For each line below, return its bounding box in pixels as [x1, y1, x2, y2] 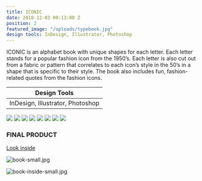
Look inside [6, 144, 35, 152]
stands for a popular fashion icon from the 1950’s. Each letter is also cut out [6, 55, 197, 62]
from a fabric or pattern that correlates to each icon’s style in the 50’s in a [6, 62, 191, 69]
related [6, 74, 24, 82]
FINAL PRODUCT [6, 130, 57, 139]
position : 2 [6, 20, 37, 26]
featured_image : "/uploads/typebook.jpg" [6, 26, 114, 32]
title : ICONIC [6, 9, 43, 15]
